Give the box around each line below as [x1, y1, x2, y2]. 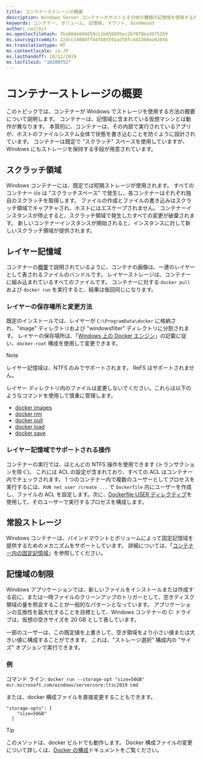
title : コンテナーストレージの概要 [6, 8, 83, 15]
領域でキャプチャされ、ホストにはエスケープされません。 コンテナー [16, 204, 186, 212]
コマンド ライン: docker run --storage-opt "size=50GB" [6, 675, 145, 683]
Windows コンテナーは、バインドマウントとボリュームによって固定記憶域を [6, 535, 194, 542]
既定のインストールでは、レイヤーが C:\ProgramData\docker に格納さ [6, 317, 176, 325]
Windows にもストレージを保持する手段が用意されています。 [6, 146, 156, 153]
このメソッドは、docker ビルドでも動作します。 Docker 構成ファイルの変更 [6, 739, 193, 746]
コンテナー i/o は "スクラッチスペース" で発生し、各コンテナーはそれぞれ [6, 189, 186, 197]
